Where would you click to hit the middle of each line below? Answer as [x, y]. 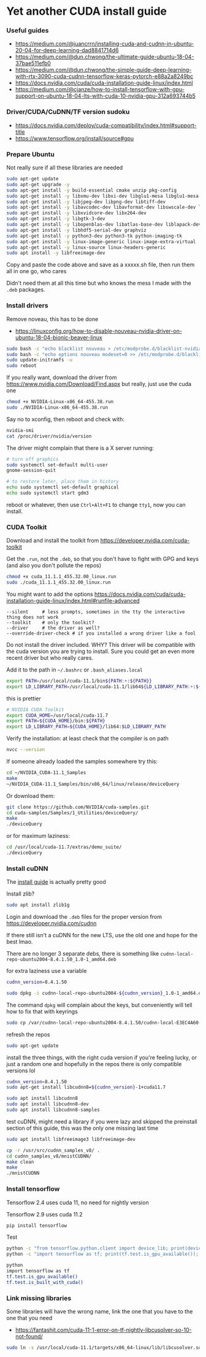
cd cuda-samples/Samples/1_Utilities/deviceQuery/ [72, 813]
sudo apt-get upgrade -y [38, 184]
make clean [20, 1162]
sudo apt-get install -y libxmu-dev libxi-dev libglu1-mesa [85, 196]
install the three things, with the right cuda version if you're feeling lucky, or [102, 1057]
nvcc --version [26, 750]
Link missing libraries [39, 1298]
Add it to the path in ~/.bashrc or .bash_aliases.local [74, 670]
